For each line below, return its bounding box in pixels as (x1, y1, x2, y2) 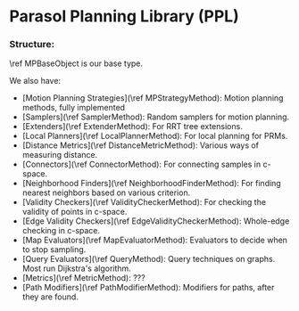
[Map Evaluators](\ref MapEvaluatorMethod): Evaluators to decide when (21, 234, 288, 246)
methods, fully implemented (21, 102, 126, 113)
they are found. (21, 291, 79, 302)
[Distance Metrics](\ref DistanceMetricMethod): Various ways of (21, 140, 260, 151)
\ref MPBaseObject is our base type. (9, 58, 144, 69)
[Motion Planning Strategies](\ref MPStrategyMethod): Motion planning (21, 93, 284, 103)
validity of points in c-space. (21, 207, 128, 217)
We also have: (9, 76, 61, 86)
